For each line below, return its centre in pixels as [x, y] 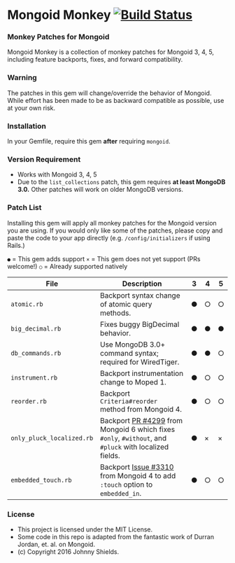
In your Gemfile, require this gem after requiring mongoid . [89, 141]
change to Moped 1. [133, 382]
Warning [22, 78]
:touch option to [127, 485]
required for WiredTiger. [140, 362]
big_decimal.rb [36, 328]
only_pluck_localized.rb [52, 438]
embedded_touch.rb [41, 480]
